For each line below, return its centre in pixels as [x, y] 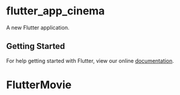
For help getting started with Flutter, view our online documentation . [90, 60]
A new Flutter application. [38, 27]
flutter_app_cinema [55, 11]
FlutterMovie [39, 85]
